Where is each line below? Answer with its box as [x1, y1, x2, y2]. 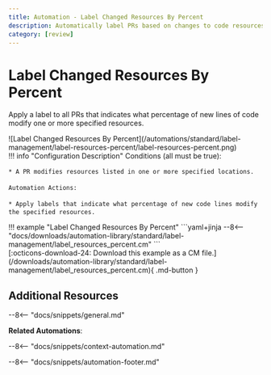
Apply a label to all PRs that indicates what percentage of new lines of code [8, 110, 260, 120]
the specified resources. [8, 209, 95, 217]
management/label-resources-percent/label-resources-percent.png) [8, 142, 237, 153]
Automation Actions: [8, 184, 78, 192]
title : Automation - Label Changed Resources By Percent [8, 13, 204, 21]
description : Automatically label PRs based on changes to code [8, 21, 229, 30]
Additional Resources [8, 289, 119, 302]
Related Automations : [8, 326, 83, 335]
